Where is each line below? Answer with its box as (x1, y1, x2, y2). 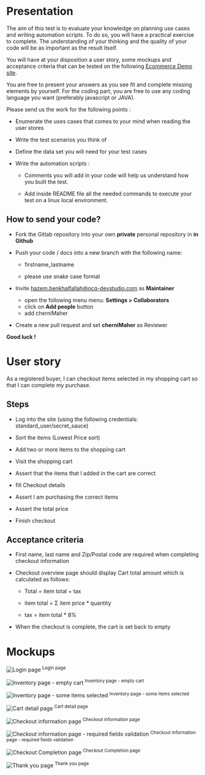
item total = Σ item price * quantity (24, 599, 111, 607)
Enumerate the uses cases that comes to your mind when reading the (15, 118, 191, 125)
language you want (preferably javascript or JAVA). (6, 94, 135, 101)
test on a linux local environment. (24, 196, 108, 203)
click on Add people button (24, 303, 94, 310)
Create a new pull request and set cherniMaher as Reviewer (15, 321, 168, 328)
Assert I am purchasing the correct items (15, 493, 118, 501)
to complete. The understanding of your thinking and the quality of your (6, 37, 187, 45)
